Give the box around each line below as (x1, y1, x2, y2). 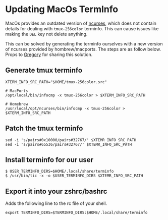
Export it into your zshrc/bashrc (5, 187, 107, 195)
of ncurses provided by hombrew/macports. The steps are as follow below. (5, 46, 161, 52)
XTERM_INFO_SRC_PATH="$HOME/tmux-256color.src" (5, 79, 107, 84)
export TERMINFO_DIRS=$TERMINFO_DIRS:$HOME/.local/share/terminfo (5, 210, 148, 215)
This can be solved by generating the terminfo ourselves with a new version (5, 40, 163, 46)
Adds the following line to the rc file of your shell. (5, 200, 107, 206)
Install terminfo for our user (5, 155, 94, 164)
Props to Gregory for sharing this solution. (5, 51, 93, 58)
